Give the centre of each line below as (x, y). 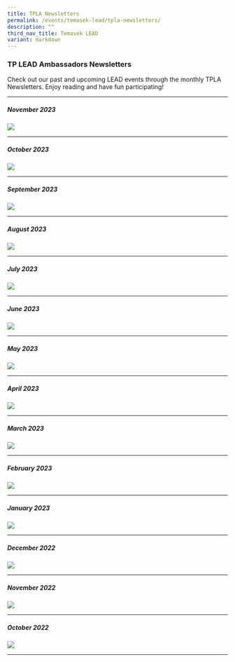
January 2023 (29, 508)
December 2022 (31, 548)
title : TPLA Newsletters (43, 14)
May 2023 (23, 348)
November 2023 (31, 110)
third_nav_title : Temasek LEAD (53, 33)
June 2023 (23, 308)
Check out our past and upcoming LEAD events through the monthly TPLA (114, 80)
